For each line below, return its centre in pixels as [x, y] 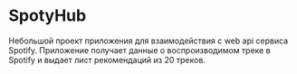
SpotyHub [48, 16]
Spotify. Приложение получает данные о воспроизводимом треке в [139, 50]
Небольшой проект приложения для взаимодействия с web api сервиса [148, 41]
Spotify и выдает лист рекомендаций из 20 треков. [107, 60]
